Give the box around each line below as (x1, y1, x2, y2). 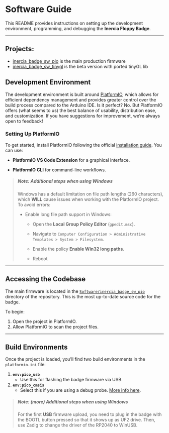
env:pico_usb (12, 372, 40, 377)
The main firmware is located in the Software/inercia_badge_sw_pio (5, 288, 145, 294)
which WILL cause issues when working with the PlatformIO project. (17, 196, 159, 202)
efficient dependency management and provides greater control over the (5, 96, 156, 102)
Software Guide (5, 4, 72, 15)
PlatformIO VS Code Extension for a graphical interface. (12, 157, 130, 163)
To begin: (5, 308, 25, 314)
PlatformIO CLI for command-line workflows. (12, 167, 107, 173)
